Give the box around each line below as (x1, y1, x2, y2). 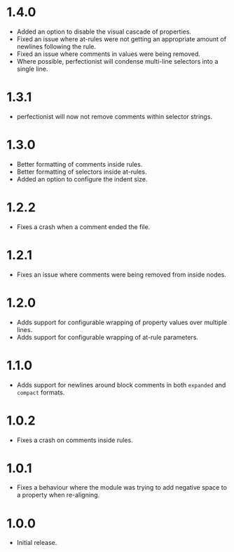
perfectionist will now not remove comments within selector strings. (16, 112, 213, 120)
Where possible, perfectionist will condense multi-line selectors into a (16, 57, 219, 65)
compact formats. (16, 388, 65, 396)
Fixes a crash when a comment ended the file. (16, 222, 151, 231)
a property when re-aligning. (16, 491, 100, 499)
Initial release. (16, 539, 57, 547)
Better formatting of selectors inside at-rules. (16, 167, 147, 176)
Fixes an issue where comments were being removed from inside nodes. (16, 270, 227, 279)
